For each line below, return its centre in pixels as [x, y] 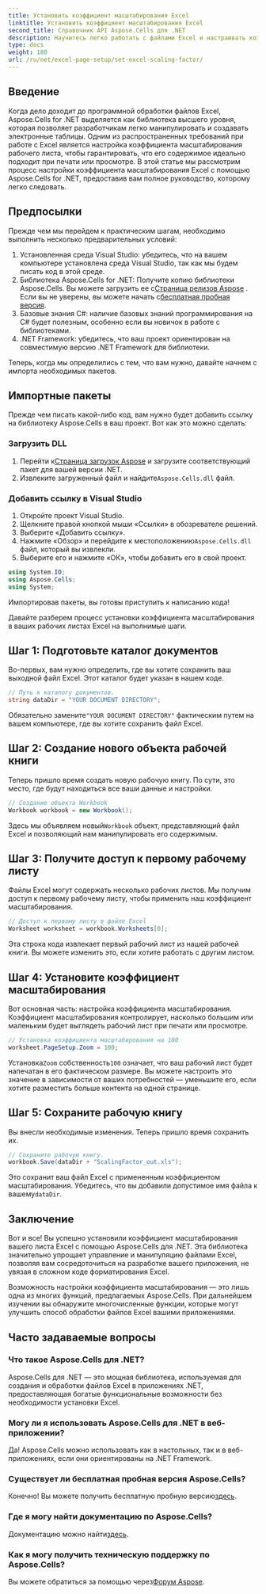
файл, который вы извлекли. [68, 549]
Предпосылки [45, 212]
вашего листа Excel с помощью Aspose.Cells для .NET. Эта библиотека [128, 1247]
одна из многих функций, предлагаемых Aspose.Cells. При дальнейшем [130, 1295]
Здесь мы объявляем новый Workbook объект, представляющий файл [124, 826]
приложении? [36, 1432]
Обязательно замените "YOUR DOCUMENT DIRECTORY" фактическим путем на [131, 715]
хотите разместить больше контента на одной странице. [104, 1088]
